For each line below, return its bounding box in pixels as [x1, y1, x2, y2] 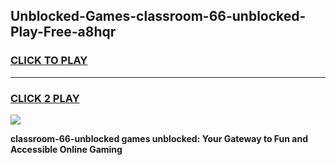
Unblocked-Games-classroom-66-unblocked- [10, 8, 307, 25]
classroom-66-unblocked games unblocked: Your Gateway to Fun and [10, 132, 309, 144]
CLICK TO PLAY [10, 54, 88, 68]
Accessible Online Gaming [10, 143, 123, 155]
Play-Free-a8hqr [10, 24, 117, 41]
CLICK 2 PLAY [10, 91, 80, 105]
